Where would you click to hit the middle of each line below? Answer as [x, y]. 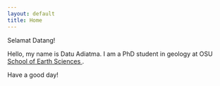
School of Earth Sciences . [46, 61]
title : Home [25, 20]
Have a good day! [33, 75]
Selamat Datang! [31, 40]
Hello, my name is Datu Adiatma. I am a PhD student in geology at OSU [110, 54]
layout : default [31, 14]
